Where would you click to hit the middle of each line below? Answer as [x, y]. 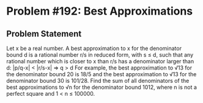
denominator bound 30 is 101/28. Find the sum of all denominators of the [98, 81]
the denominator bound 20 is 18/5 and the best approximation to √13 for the [102, 74]
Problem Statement [44, 34]
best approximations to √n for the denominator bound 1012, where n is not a [102, 87]
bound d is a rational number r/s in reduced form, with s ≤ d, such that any [100, 55]
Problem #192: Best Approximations [100, 11]
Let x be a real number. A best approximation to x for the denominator [94, 48]
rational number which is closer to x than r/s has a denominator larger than [100, 61]
